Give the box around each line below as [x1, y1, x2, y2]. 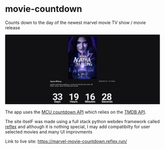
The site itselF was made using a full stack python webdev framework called [5, 119, 160, 125]
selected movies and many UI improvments [5, 129, 92, 135]
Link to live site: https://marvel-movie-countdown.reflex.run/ [5, 138, 127, 145]
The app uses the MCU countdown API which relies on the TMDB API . [5, 109, 146, 115]
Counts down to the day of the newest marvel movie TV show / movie [5, 20, 146, 25]
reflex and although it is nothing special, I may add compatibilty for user [5, 124, 150, 130]
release [5, 24, 21, 30]
